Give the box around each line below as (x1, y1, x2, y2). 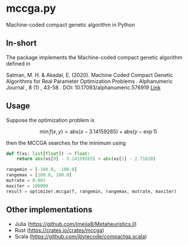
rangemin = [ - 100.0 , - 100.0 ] (6, 167, 77, 173)
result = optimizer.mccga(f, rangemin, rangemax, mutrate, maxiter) (6, 188, 177, 194)
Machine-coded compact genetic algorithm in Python (6, 21, 135, 28)
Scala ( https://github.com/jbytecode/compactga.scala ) (14, 232, 148, 240)
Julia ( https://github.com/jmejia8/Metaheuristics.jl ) (14, 220, 137, 227)
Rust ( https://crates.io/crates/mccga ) (14, 227, 104, 234)
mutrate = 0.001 (6, 178, 46, 184)
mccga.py (6, 2, 56, 15)
